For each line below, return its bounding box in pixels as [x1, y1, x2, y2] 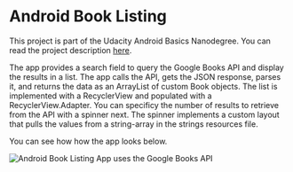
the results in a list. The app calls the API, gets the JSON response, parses [9, 71, 281, 82]
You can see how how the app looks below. [9, 136, 168, 146]
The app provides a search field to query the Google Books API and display [9, 62, 284, 73]
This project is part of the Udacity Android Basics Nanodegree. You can [9, 35, 271, 46]
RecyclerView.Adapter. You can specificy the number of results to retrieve [9, 99, 280, 110]
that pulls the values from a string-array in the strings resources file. [9, 118, 259, 129]
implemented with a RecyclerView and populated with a [9, 90, 212, 101]
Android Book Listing [9, 6, 167, 27]
